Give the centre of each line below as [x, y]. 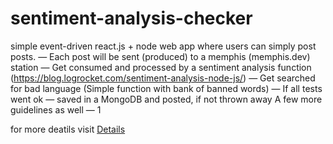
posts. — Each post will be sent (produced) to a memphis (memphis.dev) [160, 56]
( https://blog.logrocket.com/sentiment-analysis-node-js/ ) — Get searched [163, 78]
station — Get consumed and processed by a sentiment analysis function [161, 67]
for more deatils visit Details [68, 129]
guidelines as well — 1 [56, 109]
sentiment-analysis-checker [131, 18]
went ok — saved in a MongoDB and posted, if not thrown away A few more [166, 99]
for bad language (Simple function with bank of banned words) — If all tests [166, 88]
